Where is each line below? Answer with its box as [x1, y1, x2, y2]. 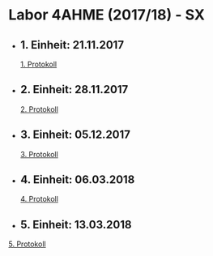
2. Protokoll [19, 104, 59, 114]
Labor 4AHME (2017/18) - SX [8, 6, 205, 24]
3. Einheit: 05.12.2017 [19, 128, 131, 142]
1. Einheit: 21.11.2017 [19, 38, 124, 52]
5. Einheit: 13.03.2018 [19, 217, 132, 232]
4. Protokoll [19, 194, 59, 204]
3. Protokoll [19, 149, 58, 159]
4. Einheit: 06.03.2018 [19, 173, 135, 187]
